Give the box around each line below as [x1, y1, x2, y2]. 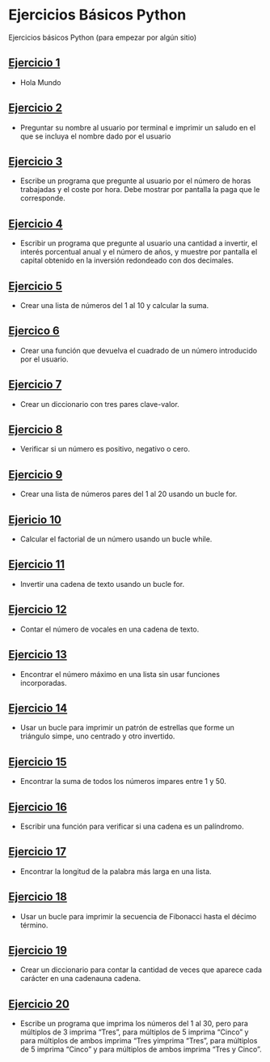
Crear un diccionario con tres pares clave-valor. [19, 399, 179, 409]
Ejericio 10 [8, 512, 62, 526]
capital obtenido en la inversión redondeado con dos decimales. [19, 255, 234, 265]
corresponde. [19, 193, 66, 203]
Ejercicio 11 [8, 558, 65, 572]
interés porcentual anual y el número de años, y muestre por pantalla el [19, 247, 258, 257]
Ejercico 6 [8, 324, 60, 338]
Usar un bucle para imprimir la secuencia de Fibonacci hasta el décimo [19, 911, 257, 921]
